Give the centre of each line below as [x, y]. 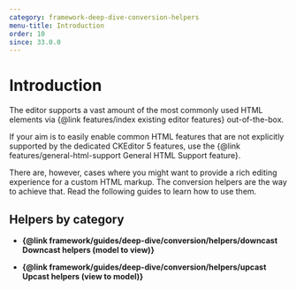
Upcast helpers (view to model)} [83, 276]
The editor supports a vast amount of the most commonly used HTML [136, 111]
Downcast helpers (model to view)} [88, 250]
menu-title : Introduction [57, 26]
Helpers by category [67, 219]
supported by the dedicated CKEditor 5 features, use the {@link [125, 146]
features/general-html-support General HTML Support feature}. [125, 156]
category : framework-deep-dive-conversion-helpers [104, 17]
